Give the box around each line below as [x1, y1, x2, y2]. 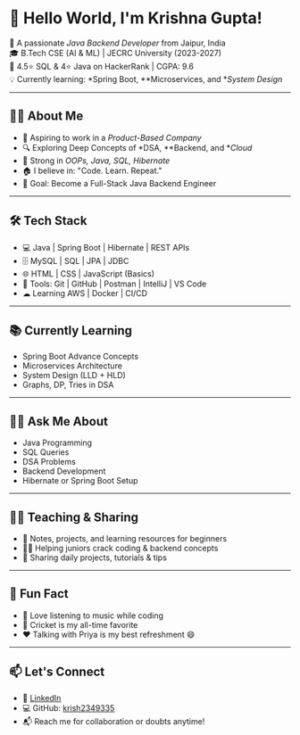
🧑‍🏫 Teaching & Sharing [9, 509, 139, 524]
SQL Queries [21, 447, 70, 458]
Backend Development [21, 466, 106, 476]
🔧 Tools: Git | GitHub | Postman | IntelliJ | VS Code [21, 278, 207, 289]
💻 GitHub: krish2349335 [21, 702, 115, 713]
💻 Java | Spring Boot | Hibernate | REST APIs [21, 242, 190, 252]
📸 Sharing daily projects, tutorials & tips [21, 552, 168, 563]
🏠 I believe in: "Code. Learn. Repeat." [21, 165, 162, 176]
